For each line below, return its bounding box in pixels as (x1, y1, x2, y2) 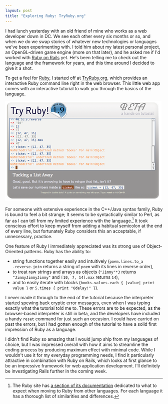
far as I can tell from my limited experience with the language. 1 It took (5, 217, 148, 224)
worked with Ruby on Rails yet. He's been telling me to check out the (5, 54, 146, 60)
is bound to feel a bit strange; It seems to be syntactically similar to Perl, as (5, 211, 160, 218)
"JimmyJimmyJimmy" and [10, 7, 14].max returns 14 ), (12, 274, 119, 280)
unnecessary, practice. (5, 234, 52, 240)
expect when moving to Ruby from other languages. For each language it (12, 388, 163, 394)
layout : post (5, 8, 32, 13)
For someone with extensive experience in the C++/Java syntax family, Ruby (5, 206, 163, 212)
